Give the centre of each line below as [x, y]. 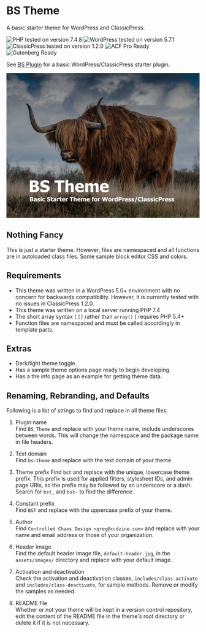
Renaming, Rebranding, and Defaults [78, 396]
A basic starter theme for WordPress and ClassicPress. [76, 28]
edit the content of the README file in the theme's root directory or [100, 616]
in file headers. [34, 442]
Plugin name [31, 422]
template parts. [34, 329]
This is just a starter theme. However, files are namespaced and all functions [103, 249]
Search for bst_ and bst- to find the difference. [74, 492]
